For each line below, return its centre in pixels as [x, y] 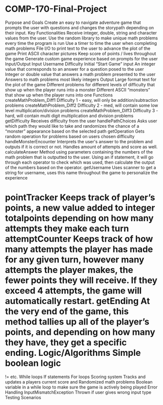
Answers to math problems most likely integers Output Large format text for [81, 79]
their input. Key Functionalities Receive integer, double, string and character [81, 33]
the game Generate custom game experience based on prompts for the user [81, 58]
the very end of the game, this [67, 312]
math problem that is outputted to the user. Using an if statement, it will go [79, 157]
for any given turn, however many [75, 260]
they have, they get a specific [66, 343]
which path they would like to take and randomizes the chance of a [72, 126]
